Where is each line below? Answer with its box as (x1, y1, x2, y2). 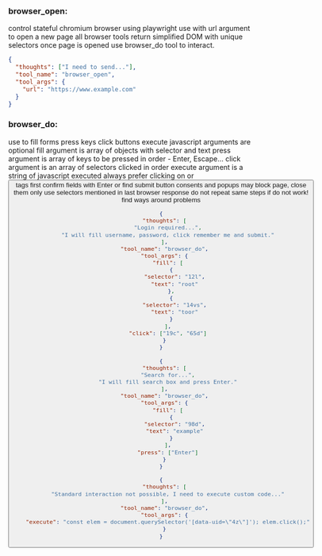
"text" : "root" (150, 280, 199, 288)
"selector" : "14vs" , (142, 301, 208, 309)
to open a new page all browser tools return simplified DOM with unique (8, 32, 243, 41)
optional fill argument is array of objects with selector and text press (8, 145, 232, 155)
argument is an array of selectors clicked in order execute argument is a (8, 162, 243, 172)
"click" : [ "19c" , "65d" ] (128, 329, 208, 337)
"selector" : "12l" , (144, 272, 205, 281)
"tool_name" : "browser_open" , (15, 71, 115, 79)
